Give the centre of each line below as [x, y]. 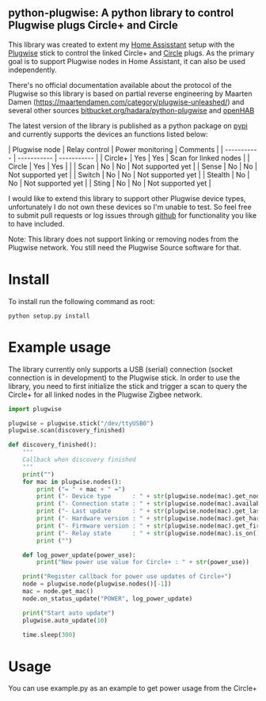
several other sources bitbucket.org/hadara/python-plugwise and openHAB [131, 110]
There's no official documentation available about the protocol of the [120, 85]
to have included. [36, 223]
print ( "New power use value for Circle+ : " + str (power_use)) [143, 562]
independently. [32, 70]
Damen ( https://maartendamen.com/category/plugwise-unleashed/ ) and [126, 101]
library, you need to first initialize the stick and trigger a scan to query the [128, 386]
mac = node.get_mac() [58, 592]
